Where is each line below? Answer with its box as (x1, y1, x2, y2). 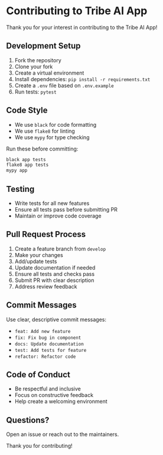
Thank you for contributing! (6, 443, 73, 450)
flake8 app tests (6, 162, 49, 168)
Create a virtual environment (14, 69, 84, 76)
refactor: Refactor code (14, 354, 76, 360)
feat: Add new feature (14, 328, 71, 334)
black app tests (6, 156, 46, 162)
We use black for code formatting (14, 121, 97, 128)
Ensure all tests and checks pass (14, 270, 95, 277)
